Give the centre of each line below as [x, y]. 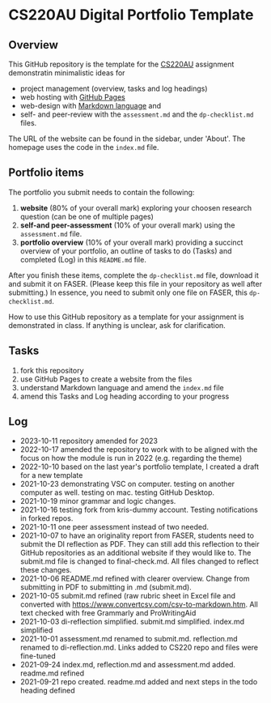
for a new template [51, 475]
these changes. [46, 570]
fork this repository [52, 370]
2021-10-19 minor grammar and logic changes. [98, 501]
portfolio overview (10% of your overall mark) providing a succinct [131, 242]
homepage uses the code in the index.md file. [84, 147]
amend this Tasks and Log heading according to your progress [125, 396]
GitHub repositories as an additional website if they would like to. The [135, 553]
